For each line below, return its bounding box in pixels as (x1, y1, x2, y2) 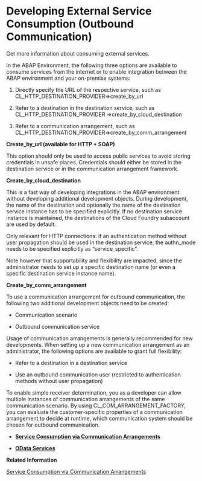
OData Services (14, 444, 55, 451)
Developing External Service (6, 4, 152, 18)
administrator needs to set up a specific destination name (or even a (6, 263, 176, 270)
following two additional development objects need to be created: (6, 299, 169, 306)
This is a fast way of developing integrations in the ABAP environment (6, 189, 180, 196)
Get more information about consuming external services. (6, 50, 150, 57)
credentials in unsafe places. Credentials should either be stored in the (6, 158, 182, 166)
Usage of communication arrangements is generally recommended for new (6, 334, 193, 342)
